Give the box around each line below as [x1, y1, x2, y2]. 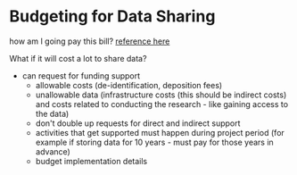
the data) [35, 108, 70, 119]
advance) [35, 146, 71, 157]
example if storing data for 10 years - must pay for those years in [35, 137, 274, 147]
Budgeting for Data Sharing [9, 6, 216, 27]
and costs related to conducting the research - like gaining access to [35, 98, 288, 109]
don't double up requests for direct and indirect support [35, 118, 241, 129]
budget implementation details [35, 155, 148, 166]
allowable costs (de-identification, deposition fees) [35, 79, 223, 90]
